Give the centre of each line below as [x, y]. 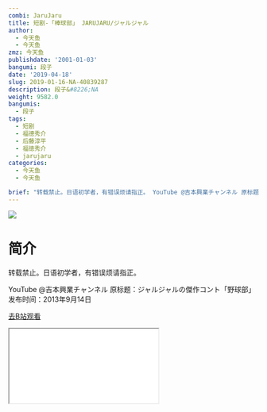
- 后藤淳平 [31, 141]
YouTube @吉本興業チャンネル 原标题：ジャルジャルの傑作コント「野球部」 [132, 289]
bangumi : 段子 [31, 67]
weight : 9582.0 [33, 97]
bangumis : [25, 104]
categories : [28, 164]
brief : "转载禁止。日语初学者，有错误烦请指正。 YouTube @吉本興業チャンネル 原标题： [137, 192]
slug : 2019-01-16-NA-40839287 [58, 82]
